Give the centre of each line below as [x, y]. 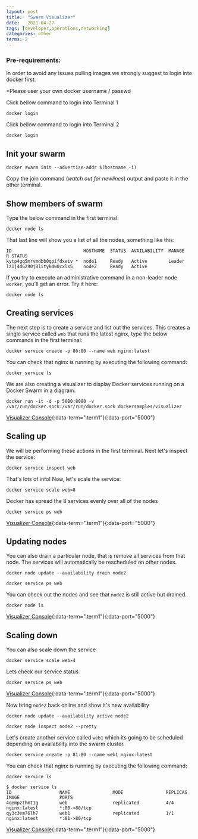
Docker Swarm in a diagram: [41, 390]
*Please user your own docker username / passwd [68, 91]
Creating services [40, 313]
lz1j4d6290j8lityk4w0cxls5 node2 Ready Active [77, 266]
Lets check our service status [43, 672]
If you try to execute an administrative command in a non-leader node [92, 277]
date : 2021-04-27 [30, 23]
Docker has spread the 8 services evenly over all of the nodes [82, 501]
